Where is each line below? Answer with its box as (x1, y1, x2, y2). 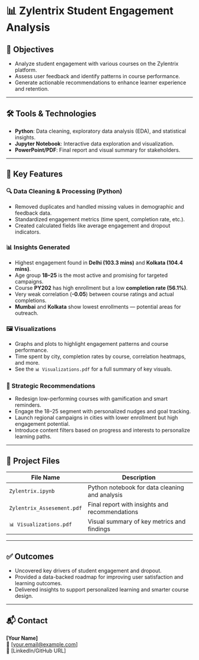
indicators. (14, 228, 41, 235)
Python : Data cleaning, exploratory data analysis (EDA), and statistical (14, 127, 187, 135)
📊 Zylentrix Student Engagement (6, 4, 174, 18)
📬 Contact (6, 616, 48, 626)
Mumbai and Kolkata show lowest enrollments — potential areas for (14, 303, 182, 310)
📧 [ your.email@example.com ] (6, 640, 78, 648)
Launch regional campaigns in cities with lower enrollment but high (14, 414, 178, 421)
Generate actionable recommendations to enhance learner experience (14, 79, 187, 86)
